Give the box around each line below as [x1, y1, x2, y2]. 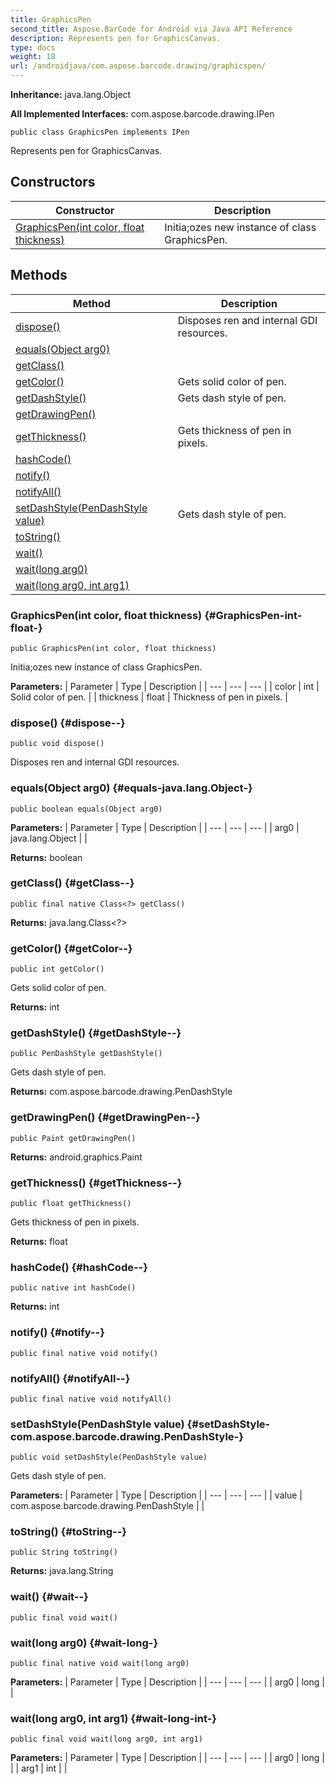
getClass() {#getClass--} [10, 876, 135, 890]
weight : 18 [10, 52, 56, 62]
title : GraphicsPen [10, 14, 92, 25]
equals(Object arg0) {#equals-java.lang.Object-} [10, 781, 253, 795]
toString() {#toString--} [10, 1525, 127, 1539]
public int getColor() [10, 964, 105, 975]
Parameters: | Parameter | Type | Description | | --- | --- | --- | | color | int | [10, 680, 320, 692]
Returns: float [10, 1236, 68, 1247]
